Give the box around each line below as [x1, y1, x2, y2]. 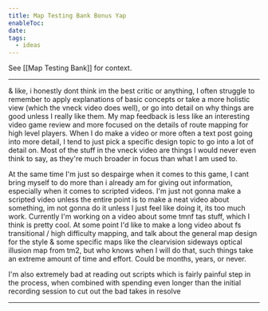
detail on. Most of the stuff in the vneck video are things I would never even [8, 145, 257, 155]
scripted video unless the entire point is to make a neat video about [8, 195, 230, 204]
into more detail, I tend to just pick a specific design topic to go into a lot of [8, 137, 254, 147]
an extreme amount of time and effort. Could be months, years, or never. [8, 254, 247, 264]
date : [8, 26, 26, 34]
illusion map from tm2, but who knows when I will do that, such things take [8, 246, 254, 255]
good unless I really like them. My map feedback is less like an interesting [8, 112, 250, 121]
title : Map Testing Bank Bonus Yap [8, 11, 127, 20]
